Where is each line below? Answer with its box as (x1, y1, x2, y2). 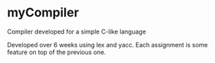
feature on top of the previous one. (7, 48, 106, 56)
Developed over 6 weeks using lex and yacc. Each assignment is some (7, 40, 208, 49)
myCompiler (7, 5, 79, 21)
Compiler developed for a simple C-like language (7, 27, 147, 36)
